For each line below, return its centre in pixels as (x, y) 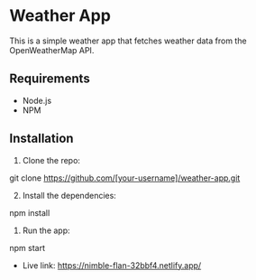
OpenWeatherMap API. (52, 50)
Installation (41, 139)
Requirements (50, 79)
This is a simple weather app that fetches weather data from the (128, 41)
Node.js (37, 100)
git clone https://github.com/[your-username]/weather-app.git (125, 178)
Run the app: (46, 230)
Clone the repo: (51, 160)
